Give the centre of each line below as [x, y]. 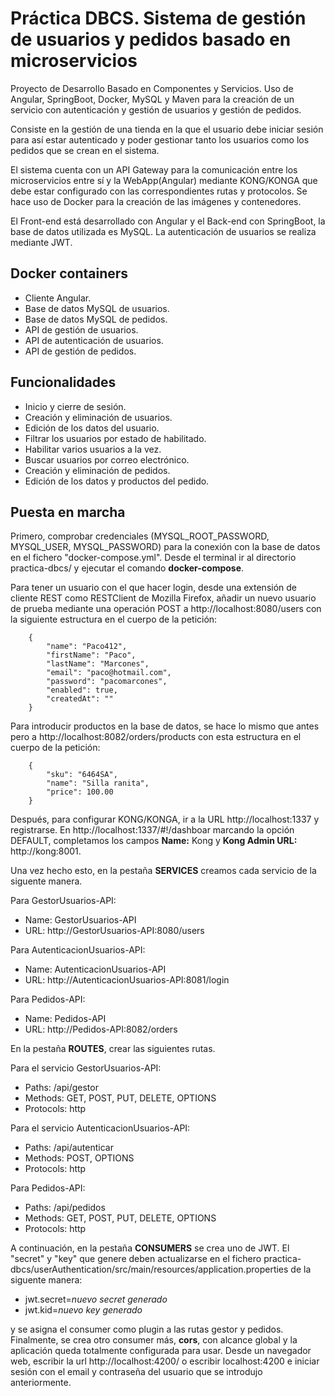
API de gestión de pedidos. [80, 351]
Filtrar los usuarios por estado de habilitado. [115, 438]
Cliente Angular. [58, 298]
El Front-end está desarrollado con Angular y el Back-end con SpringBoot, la [168, 221]
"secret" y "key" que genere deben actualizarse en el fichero [136, 1259]
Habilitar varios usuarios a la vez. [93, 449]
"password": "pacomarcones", [107, 682]
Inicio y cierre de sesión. [75, 406]
